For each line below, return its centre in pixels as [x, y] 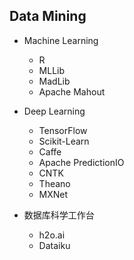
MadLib [54, 81]
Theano [54, 183]
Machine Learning [61, 40]
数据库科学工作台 [59, 215]
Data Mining [48, 16]
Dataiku [54, 245]
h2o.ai [52, 235]
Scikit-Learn [64, 141]
